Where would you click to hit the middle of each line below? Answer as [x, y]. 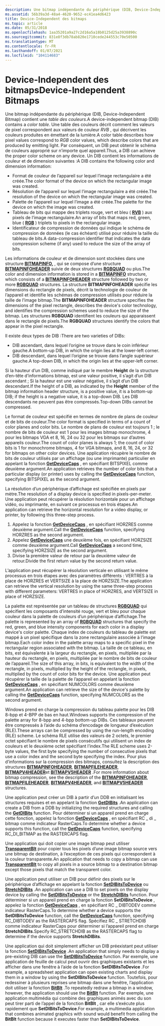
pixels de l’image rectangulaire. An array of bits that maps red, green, [82, 218]
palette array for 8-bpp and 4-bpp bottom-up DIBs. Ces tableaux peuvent [80, 720]
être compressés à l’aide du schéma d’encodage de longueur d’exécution [79, 725]
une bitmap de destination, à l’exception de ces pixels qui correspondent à [80, 854]
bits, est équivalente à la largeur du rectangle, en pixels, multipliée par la [78, 653]
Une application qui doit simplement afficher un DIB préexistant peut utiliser [82, 946]
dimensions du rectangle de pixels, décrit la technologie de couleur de [76, 290]
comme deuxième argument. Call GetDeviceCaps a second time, [77, 545]
